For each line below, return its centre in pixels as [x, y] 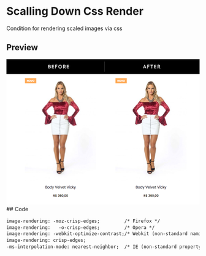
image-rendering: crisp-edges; [46, 241]
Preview [22, 48]
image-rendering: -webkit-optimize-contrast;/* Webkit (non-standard [97, 234]
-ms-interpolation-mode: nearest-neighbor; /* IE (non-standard [91, 247]
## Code [17, 209]
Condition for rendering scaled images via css [64, 28]
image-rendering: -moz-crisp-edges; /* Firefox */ [83, 221]
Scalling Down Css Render [75, 11]
